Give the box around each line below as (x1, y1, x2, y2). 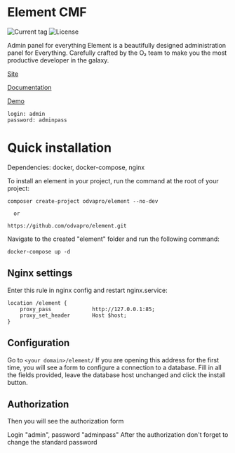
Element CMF (7, 4, 88, 20)
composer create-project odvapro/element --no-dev (7, 197, 159, 204)
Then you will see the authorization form (7, 417, 124, 426)
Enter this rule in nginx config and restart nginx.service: (7, 286, 168, 294)
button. (7, 378, 28, 386)
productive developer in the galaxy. (7, 55, 109, 64)
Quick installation (7, 140, 112, 156)
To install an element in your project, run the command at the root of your (7, 176, 219, 185)
